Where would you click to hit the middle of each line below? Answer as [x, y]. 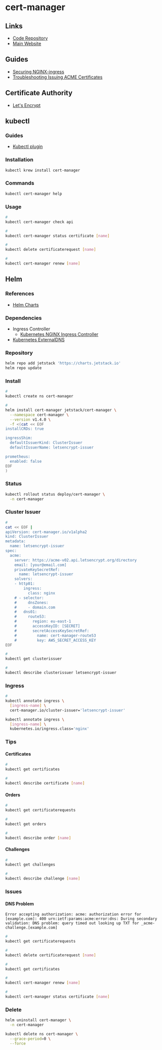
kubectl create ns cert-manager [39, 396]
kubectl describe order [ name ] [38, 838]
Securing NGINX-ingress [38, 71]
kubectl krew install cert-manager [43, 170]
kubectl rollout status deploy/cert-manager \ [55, 494]
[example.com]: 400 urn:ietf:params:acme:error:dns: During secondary [81, 919]
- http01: [25, 584]
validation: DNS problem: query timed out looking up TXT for [72, 923]
